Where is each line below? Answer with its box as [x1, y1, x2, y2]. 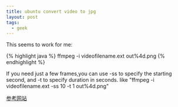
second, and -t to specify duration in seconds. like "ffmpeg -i [6, 76, 154, 83]
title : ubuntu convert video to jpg [6, 8, 96, 15]
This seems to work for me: [6, 41, 72, 48]
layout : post [6, 14, 38, 20]
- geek [11, 25, 28, 31]
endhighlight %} [6, 59, 45, 66]
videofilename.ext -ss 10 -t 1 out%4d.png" [6, 83, 109, 90]
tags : [6, 19, 19, 25]
